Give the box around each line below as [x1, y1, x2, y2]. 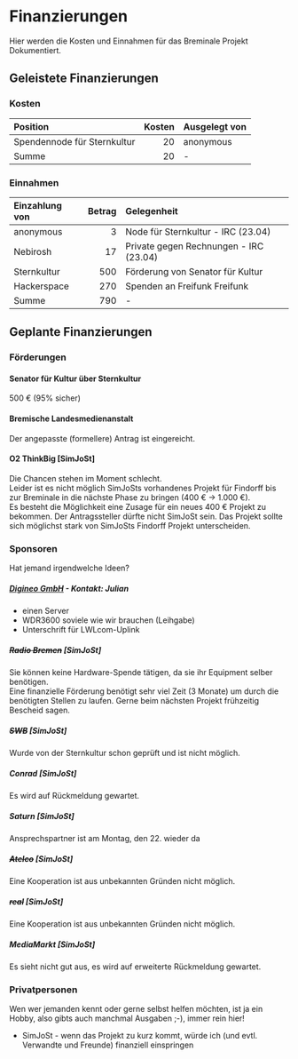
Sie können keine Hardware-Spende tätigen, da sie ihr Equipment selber [9, 667, 273, 678]
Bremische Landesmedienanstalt [9, 413, 134, 424]
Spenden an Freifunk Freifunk [125, 280, 249, 292]
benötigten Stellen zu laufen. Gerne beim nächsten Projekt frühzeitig [9, 696, 260, 706]
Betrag [87, 204, 117, 217]
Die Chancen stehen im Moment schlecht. [9, 473, 162, 483]
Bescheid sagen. [9, 705, 71, 716]
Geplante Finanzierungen [9, 324, 153, 339]
